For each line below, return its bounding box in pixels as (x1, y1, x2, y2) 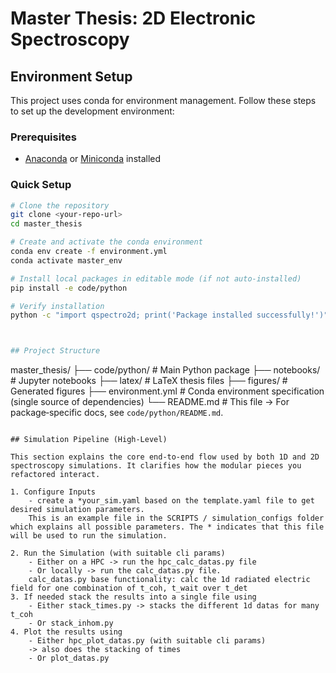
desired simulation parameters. (10, 505, 145, 515)
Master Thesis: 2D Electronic (10, 7, 257, 30)
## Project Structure (10, 346, 101, 356)
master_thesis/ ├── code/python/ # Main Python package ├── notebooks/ (10, 364, 321, 376)
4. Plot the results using (10, 627, 123, 637)
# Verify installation (10, 301, 105, 311)
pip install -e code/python (10, 283, 128, 293)
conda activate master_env (10, 255, 123, 266)
